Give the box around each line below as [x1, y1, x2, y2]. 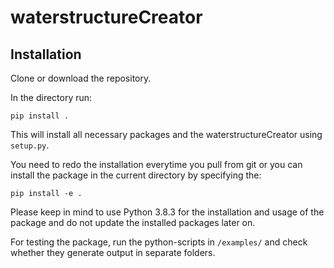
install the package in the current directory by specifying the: [10, 169, 262, 181]
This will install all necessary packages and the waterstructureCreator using [10, 129, 323, 140]
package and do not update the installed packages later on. [10, 217, 256, 228]
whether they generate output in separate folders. [10, 247, 216, 258]
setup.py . [10, 139, 50, 151]
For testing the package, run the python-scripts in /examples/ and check [10, 236, 308, 248]
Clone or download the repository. [10, 72, 152, 84]
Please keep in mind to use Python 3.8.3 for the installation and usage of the [10, 206, 325, 218]
